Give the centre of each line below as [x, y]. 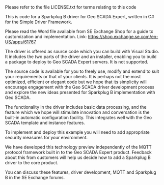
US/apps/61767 [21, 42]
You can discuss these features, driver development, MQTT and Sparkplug [81, 172]
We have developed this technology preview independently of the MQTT [79, 147]
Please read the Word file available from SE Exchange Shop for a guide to [79, 31]
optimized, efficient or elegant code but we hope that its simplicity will [76, 82]
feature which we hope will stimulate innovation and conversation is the [77, 112]
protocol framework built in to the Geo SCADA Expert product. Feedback [79, 152]
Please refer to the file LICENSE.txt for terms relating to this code [71, 7]
